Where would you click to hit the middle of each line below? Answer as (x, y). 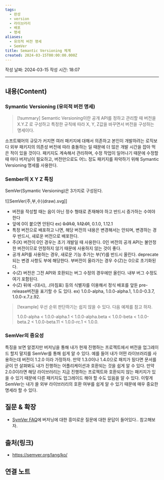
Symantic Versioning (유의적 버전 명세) (50, 106)
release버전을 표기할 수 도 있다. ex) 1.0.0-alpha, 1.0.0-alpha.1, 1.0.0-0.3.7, (83, 291)
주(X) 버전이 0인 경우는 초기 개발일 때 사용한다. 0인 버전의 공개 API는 (78, 242)
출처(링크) (20, 442)
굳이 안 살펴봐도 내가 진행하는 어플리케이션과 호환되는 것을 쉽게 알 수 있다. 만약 (80, 365)
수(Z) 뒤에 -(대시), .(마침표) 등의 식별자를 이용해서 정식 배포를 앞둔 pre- (80, 285)
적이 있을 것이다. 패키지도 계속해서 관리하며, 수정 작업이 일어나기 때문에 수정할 (84, 153)
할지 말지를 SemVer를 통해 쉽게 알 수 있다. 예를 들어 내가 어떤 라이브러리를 (81, 353)
